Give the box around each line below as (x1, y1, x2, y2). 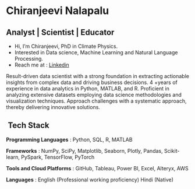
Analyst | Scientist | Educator (6, 27, 115, 37)
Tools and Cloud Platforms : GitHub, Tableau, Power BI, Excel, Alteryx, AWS (6, 164, 189, 171)
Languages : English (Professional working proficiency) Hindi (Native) (6, 176, 173, 183)
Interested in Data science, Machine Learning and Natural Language (14, 49, 178, 56)
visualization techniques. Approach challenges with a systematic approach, (6, 97, 187, 104)
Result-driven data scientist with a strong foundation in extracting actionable (6, 73, 189, 79)
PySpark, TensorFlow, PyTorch (21, 153, 95, 160)
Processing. (14, 55, 44, 62)
